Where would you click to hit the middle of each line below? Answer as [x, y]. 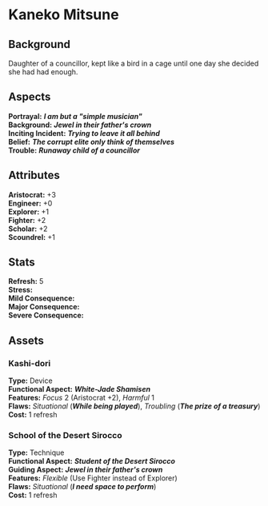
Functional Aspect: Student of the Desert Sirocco [92, 461]
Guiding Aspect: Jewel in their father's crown [86, 470]
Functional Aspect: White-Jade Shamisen [79, 389]
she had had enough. [43, 72]
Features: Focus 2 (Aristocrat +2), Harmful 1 [81, 398]
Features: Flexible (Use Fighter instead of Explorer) [93, 478]
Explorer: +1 [29, 211]
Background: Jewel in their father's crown [80, 125]
